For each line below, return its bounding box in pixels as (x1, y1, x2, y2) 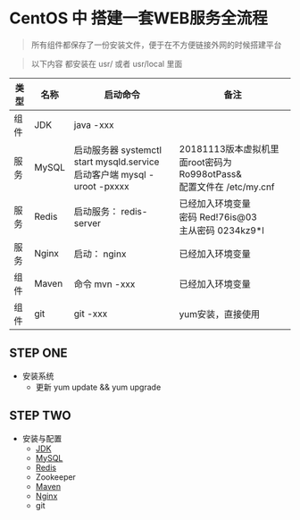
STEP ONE (9, 346, 68, 361)
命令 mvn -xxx (73, 278, 136, 290)
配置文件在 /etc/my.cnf (179, 180, 275, 193)
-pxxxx (97, 180, 129, 192)
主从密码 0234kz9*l (179, 224, 265, 237)
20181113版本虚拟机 (179, 142, 271, 155)
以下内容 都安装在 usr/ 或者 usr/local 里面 (30, 58, 183, 69)
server (73, 216, 101, 229)
